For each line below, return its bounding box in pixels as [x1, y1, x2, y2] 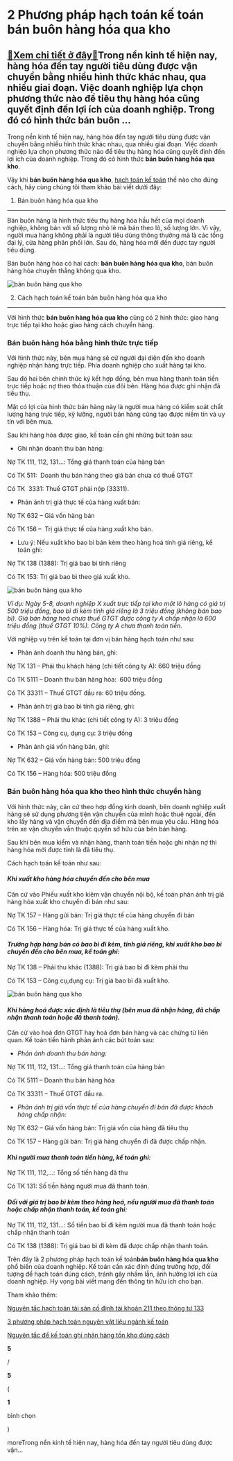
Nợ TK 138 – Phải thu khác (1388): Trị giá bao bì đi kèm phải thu [7, 963, 189, 971]
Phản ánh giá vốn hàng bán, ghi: [17, 743, 110, 751]
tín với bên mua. [7, 417, 53, 426]
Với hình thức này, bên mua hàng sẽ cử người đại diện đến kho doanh [7, 354, 205, 362]
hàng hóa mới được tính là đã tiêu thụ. [7, 845, 116, 854]
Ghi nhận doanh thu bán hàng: [17, 444, 104, 453]
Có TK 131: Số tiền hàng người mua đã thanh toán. [7, 1182, 150, 1191]
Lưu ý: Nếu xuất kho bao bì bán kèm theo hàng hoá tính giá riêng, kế [17, 538, 213, 547]
